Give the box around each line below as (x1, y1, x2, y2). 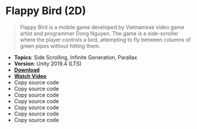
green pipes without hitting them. (19, 42, 101, 49)
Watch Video (14, 72, 46, 80)
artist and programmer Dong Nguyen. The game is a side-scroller (19, 29, 179, 37)
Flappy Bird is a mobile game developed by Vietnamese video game (19, 24, 185, 31)
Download (14, 66, 40, 73)
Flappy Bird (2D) (5, 4, 86, 18)
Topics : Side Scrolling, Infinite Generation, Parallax (14, 54, 138, 61)
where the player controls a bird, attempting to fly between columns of (19, 36, 191, 43)
